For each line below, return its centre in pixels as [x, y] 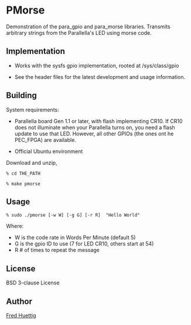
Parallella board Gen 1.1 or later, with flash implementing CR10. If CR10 [98, 121]
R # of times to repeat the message [57, 250]
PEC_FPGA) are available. [45, 140]
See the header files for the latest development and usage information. [100, 77]
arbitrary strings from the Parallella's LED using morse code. [79, 32]
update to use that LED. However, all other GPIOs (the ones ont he [94, 134]
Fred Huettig [21, 315]
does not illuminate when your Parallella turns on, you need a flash [95, 127]
